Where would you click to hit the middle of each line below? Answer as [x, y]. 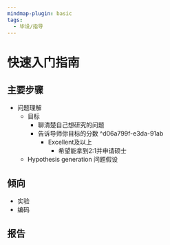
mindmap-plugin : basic [40, 13]
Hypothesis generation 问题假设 [73, 160]
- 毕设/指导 [28, 26]
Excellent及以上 [70, 142]
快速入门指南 [44, 62]
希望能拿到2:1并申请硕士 [93, 151]
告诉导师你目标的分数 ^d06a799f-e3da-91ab [100, 134]
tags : [15, 20]
